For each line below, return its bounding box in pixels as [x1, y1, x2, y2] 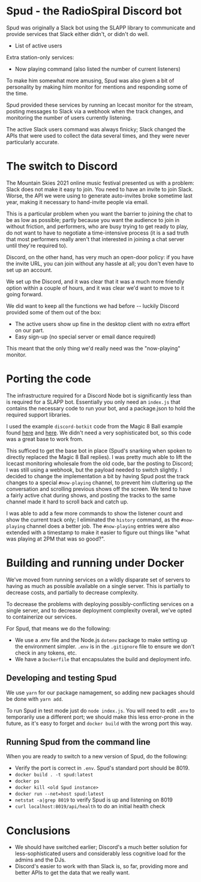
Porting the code [6, 372, 91, 386]
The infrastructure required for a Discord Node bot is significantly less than [6, 392, 192, 399]
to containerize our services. [6, 613, 77, 620]
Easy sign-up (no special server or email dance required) [14, 333, 156, 340]
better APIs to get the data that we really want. [14, 869, 130, 877]
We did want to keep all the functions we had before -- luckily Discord [6, 302, 179, 310]
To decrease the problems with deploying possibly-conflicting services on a [6, 600, 194, 607]
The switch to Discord [6, 160, 118, 173]
